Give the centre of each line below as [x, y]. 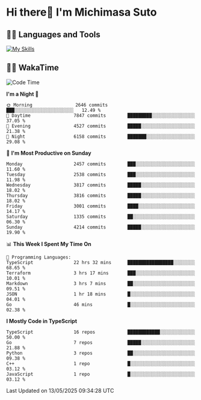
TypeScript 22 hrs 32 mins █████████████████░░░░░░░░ [101, 262]
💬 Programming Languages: [39, 257]
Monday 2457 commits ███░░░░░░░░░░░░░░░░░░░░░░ [101, 164]
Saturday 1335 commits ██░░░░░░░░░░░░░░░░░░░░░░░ [101, 217]
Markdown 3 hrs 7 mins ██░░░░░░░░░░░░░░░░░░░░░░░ [101, 283]
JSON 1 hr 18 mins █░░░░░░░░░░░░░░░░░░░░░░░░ [101, 294]
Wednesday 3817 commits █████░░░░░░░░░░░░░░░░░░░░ [101, 185]
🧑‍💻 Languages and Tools [53, 35]
